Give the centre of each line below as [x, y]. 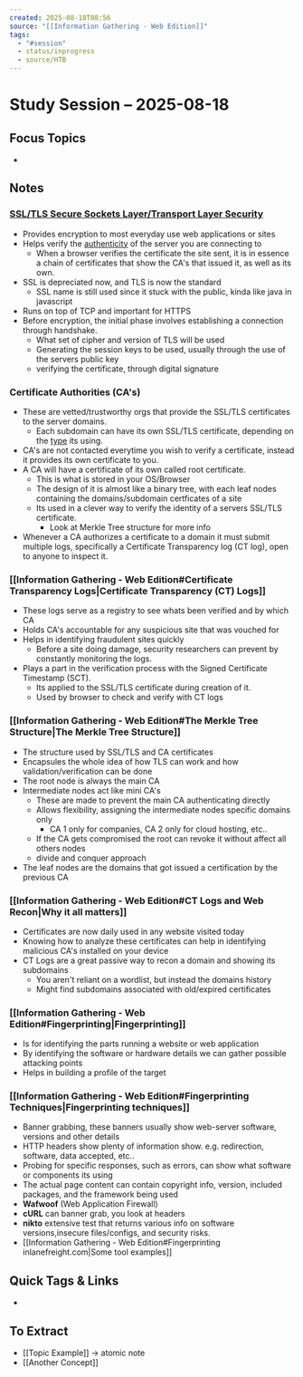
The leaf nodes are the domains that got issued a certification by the [150, 867]
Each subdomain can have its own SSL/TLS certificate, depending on [165, 430]
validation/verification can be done [87, 771]
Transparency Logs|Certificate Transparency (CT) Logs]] [138, 591]
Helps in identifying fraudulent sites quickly [103, 640]
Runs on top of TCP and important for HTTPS [107, 311]
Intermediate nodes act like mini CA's [91, 790]
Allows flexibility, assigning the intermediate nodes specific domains [163, 809]
